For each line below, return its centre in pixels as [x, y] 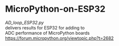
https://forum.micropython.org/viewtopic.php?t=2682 [59, 38]
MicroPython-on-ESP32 [55, 9]
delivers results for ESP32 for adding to [45, 27]
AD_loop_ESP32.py [25, 23]
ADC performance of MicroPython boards [47, 33]
